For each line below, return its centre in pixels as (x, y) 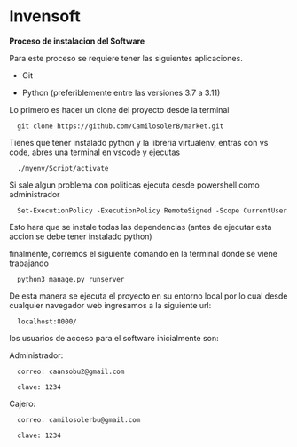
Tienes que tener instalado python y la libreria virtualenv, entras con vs (139, 142)
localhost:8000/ (47, 322)
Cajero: (23, 403)
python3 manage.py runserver (71, 279)
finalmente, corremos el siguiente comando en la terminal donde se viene (143, 253)
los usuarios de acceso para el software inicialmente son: (114, 338)
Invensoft (45, 16)
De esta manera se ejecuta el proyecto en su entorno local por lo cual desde (148, 296)
